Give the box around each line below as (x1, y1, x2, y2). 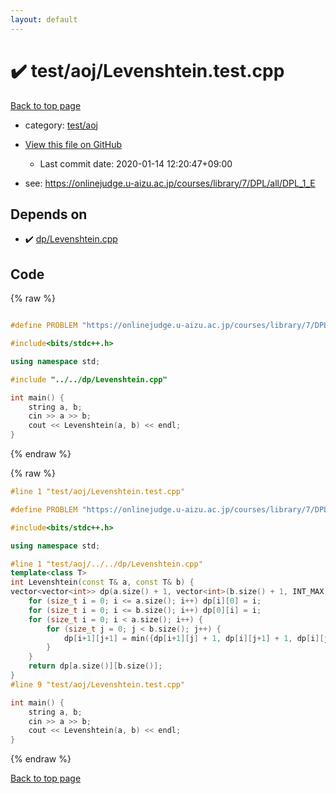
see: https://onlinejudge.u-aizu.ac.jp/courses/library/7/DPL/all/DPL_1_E (24, 177, 316, 189)
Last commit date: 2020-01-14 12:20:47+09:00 (39, 157, 233, 170)
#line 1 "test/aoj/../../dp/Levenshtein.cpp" (10, 559, 203, 569)
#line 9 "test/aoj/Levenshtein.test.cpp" (10, 679, 186, 690)
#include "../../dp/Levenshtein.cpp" (10, 374, 168, 385)
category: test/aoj (24, 119, 98, 131)
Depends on (10, 206, 88, 223)
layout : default (10, 14, 78, 25)
